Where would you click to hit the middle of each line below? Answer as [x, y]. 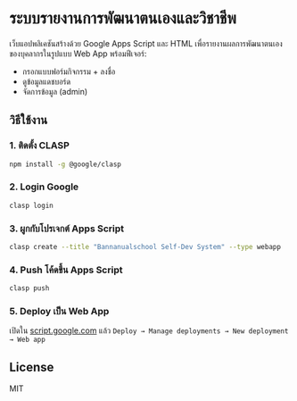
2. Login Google [44, 187]
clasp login [31, 205]
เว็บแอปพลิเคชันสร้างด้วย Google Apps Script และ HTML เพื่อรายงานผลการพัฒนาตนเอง [146, 43]
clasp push [29, 288]
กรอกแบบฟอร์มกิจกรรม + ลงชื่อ [69, 71]
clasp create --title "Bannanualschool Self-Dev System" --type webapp [145, 246]
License [32, 367]
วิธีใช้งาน [29, 120]
